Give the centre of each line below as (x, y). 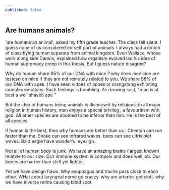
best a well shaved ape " (31, 95)
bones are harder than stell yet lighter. (45, 162)
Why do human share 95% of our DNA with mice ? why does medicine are (82, 74)
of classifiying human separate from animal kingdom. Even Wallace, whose (83, 53)
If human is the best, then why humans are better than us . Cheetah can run (84, 131)
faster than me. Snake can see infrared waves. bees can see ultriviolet (78, 136)
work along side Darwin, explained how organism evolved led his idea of (80, 58)
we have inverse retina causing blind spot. (49, 182)
